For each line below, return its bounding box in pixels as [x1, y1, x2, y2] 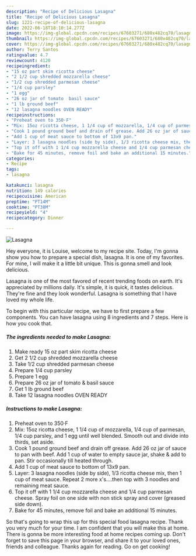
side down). [14, 500, 43, 507]
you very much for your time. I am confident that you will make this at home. [6, 524, 189, 531]
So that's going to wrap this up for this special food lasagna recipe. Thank [6, 518, 184, 525]
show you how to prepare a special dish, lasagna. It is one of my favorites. [6, 254, 184, 260]
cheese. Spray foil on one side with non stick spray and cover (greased [14, 494, 185, 501]
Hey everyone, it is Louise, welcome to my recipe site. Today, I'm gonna [6, 248, 178, 255]
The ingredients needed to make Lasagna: [6, 333, 111, 340]
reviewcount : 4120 [6, 57, 51, 63]
